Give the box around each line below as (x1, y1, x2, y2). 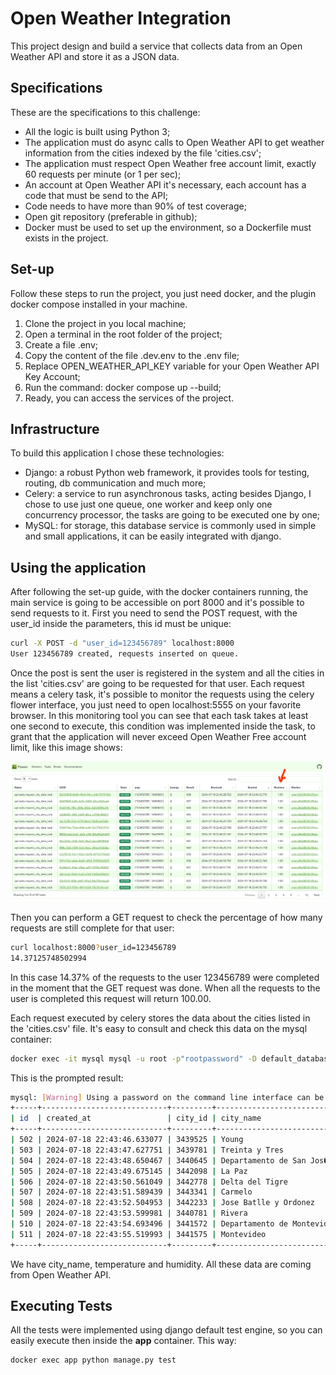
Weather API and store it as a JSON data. (10, 50, 180, 62)
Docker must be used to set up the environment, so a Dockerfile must (24, 221, 312, 233)
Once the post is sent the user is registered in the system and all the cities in (10, 667, 325, 679)
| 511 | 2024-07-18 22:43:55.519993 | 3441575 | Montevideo (10, 1229, 267, 1239)
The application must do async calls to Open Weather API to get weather (24, 136, 325, 148)
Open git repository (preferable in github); (24, 210, 198, 222)
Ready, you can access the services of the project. (24, 392, 235, 404)
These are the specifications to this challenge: (10, 106, 201, 118)
